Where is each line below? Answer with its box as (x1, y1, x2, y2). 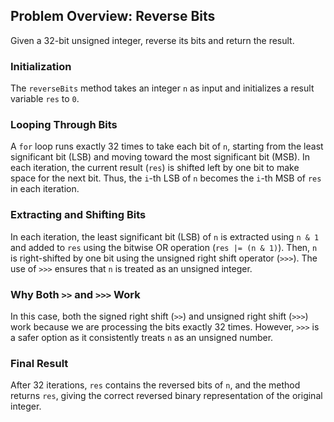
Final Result (10, 356, 69, 370)
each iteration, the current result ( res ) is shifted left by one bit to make (10, 162, 300, 174)
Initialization (10, 59, 72, 73)
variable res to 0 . (10, 93, 80, 105)
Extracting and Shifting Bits (10, 208, 147, 222)
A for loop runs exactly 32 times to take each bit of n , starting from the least (10, 140, 324, 153)
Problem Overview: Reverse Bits (10, 8, 216, 25)
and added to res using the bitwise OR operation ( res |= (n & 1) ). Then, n (10, 241, 318, 253)
